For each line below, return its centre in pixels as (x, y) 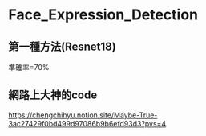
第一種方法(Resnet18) (62, 46)
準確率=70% (29, 67)
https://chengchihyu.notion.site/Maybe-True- (83, 115)
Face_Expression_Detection (103, 15)
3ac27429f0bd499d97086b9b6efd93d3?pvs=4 (87, 123)
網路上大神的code (53, 95)
